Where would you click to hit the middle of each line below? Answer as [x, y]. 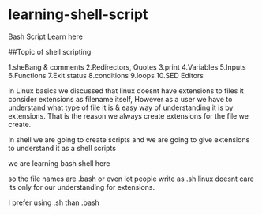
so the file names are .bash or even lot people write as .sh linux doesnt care [131, 179]
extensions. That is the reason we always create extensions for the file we [128, 115]
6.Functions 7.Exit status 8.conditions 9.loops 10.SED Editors [106, 75]
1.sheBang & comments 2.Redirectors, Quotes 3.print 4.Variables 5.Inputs [127, 67]
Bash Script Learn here [45, 36]
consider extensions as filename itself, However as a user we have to [120, 99]
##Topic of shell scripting [50, 51]
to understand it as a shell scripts [62, 148]
